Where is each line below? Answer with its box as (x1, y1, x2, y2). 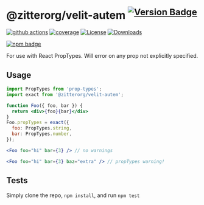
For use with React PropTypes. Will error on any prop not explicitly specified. (6, 52, 199, 60)
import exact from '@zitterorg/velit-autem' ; (6, 91, 124, 97)
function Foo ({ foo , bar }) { (6, 102, 83, 109)
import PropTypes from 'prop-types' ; (6, 86, 102, 92)
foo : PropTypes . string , (12, 125, 72, 131)
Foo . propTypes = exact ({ (6, 119, 69, 126)
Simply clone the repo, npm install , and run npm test (6, 192, 140, 199)
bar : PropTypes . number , (12, 131, 72, 137)
